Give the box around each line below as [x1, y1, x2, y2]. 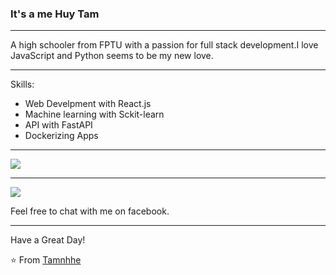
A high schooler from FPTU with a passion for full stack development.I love [10, 39, 319, 51]
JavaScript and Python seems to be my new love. [10, 50, 214, 62]
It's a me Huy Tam [10, 7, 100, 21]
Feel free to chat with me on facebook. [10, 205, 170, 217]
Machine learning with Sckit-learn [24, 108, 165, 121]
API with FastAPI [24, 119, 93, 131]
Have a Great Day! [10, 234, 86, 246]
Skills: [10, 78, 35, 91]
